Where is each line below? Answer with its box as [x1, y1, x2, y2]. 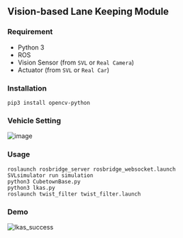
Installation [7, 83, 48, 93]
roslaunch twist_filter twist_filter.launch [7, 191, 141, 198]
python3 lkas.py [7, 184, 55, 191]
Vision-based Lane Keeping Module [7, 6, 169, 18]
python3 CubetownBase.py [7, 178, 81, 185]
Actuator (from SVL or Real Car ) [17, 65, 110, 74]
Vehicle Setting [7, 115, 62, 125]
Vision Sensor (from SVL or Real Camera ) [17, 58, 135, 67]
